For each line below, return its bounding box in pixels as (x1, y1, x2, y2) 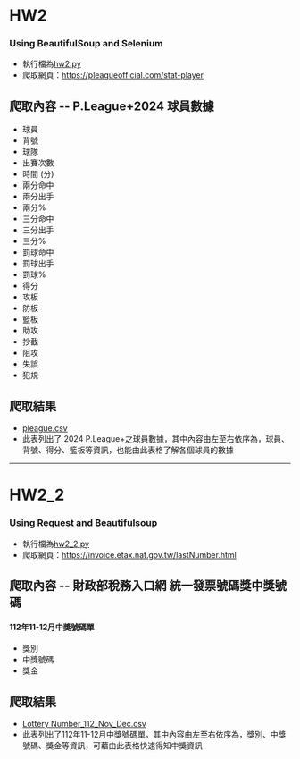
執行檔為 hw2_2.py (21, 538, 90, 549)
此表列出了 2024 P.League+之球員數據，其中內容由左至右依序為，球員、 (21, 434, 290, 444)
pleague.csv (21, 423, 69, 434)
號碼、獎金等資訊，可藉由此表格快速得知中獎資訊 (21, 740, 203, 751)
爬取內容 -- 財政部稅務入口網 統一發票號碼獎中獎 (9, 578, 275, 593)
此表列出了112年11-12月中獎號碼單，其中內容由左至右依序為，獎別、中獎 (21, 729, 287, 739)
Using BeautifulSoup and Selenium (9, 38, 163, 50)
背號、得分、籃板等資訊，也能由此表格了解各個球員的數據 (21, 444, 234, 456)
